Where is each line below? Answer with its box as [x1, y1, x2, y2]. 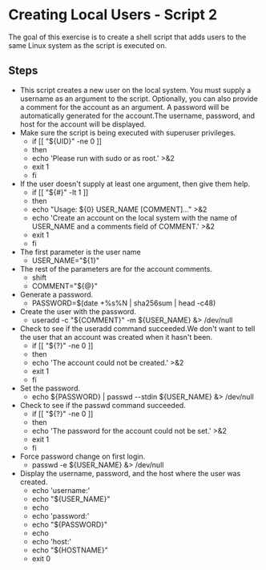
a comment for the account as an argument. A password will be [19, 102, 230, 111]
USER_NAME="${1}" [31, 255, 100, 265]
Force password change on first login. [19, 451, 146, 461]
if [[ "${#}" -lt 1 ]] [31, 187, 89, 197]
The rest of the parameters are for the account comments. [19, 264, 212, 273]
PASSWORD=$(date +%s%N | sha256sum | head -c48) [31, 298, 216, 308]
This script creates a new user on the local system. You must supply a [19, 85, 252, 95]
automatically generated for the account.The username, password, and [19, 111, 255, 120]
